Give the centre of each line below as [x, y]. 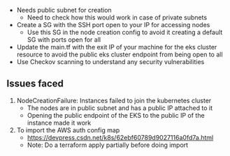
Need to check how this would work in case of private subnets [117, 17]
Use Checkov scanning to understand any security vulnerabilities [110, 62]
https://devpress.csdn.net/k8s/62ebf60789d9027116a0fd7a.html [120, 137]
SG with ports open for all [64, 40]
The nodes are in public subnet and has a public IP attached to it [120, 108]
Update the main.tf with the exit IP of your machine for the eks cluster [117, 47]
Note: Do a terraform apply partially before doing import [108, 145]
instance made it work [59, 123]
